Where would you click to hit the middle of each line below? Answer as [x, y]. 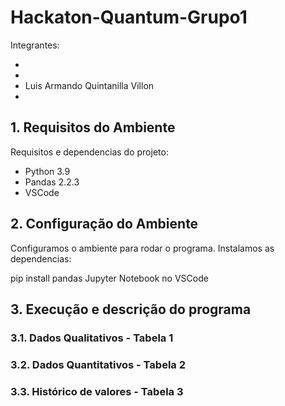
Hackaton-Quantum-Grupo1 [129, 17]
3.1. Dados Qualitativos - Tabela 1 [92, 338]
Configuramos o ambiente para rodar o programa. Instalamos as [142, 248]
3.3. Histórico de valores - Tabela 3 [97, 391]
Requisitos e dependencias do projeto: [89, 152]
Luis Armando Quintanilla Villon [89, 85]
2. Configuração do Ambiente [104, 224]
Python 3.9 [47, 171]
